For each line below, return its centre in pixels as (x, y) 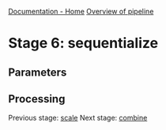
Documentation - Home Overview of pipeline (81, 11)
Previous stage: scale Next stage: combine (78, 118)
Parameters (38, 72)
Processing (37, 99)
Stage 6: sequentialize (83, 43)
